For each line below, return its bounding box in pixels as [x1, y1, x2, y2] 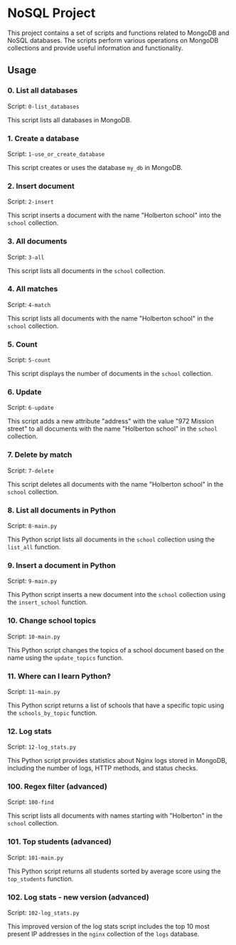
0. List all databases [7, 85, 78, 95]
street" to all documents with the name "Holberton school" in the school [7, 425, 218, 433]
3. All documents [7, 236, 68, 246]
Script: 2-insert [7, 197, 55, 206]
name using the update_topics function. [7, 653, 124, 662]
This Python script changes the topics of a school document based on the [7, 645, 225, 654]
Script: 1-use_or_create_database [7, 149, 105, 158]
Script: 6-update [7, 403, 55, 412]
